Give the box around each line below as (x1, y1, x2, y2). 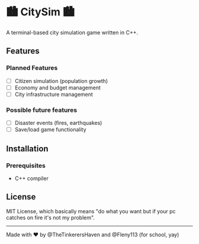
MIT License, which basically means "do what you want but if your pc (6, 207, 176, 214)
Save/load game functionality (14, 126, 87, 133)
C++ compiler (14, 175, 49, 182)
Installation (6, 143, 49, 153)
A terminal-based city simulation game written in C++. (6, 28, 138, 36)
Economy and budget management (14, 84, 101, 91)
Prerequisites (6, 161, 46, 169)
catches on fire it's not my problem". (6, 214, 95, 221)
